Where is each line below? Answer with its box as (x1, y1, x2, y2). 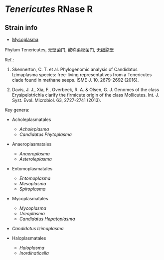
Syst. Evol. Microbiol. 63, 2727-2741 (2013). (11, 97, 102, 103)
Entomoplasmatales (11, 166, 53, 171)
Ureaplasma (19, 211, 45, 216)
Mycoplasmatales (11, 196, 48, 201)
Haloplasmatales (11, 235, 46, 241)
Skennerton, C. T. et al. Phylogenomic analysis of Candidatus (11, 66, 138, 72)
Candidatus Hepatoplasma (19, 216, 75, 222)
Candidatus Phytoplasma (19, 131, 72, 137)
